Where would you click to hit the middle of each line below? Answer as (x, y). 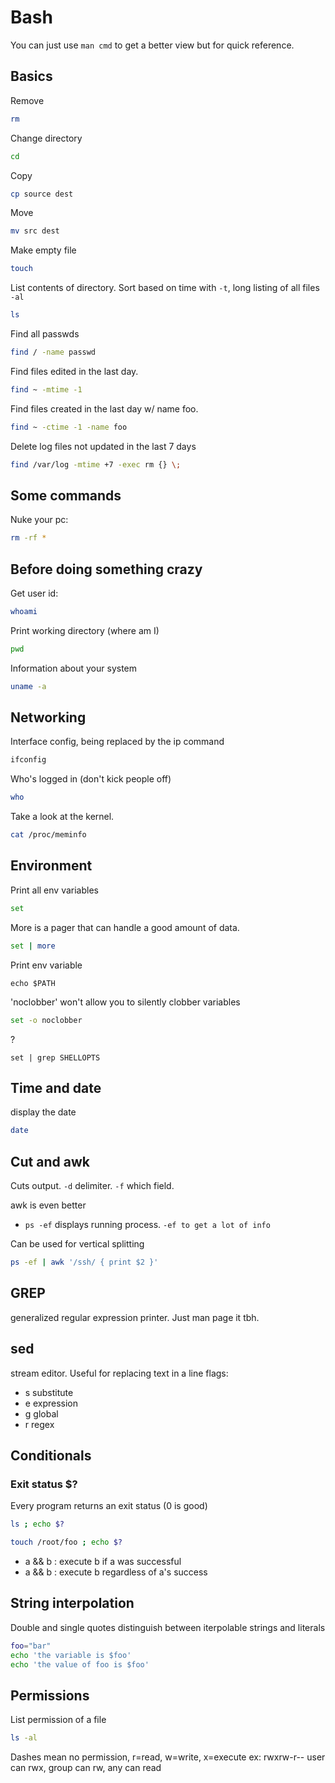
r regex (39, 1424)
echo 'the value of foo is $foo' (80, 1664)
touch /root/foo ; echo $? (66, 1542)
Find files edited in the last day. (74, 371)
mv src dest (35, 231)
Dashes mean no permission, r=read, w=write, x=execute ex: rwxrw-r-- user (168, 1757)
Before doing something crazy (106, 569)
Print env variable (46, 965)
